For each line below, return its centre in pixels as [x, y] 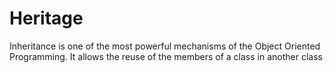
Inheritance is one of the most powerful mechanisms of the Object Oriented [165, 46]
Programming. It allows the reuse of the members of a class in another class [166, 56]
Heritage [46, 18]
